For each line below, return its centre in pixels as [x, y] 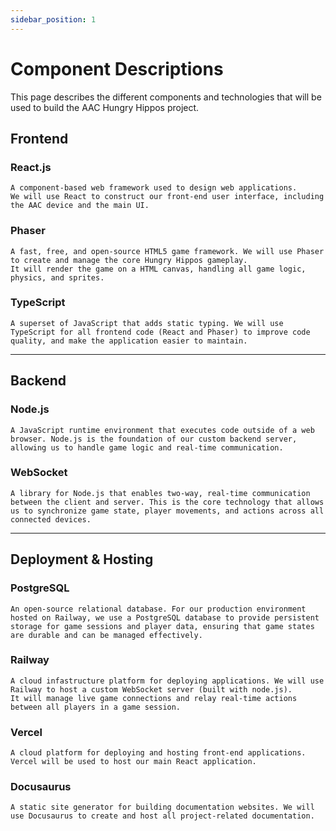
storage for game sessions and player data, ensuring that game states [162, 626]
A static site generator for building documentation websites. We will [162, 807]
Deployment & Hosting [82, 559]
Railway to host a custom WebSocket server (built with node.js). [151, 689]
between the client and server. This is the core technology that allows [167, 502]
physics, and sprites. [57, 277]
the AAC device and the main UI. [80, 206]
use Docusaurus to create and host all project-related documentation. [162, 816]
